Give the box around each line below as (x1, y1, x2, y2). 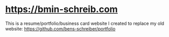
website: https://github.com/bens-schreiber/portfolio (5, 25, 116, 31)
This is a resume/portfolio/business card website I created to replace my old (5, 20, 164, 26)
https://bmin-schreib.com (5, 4, 118, 15)
